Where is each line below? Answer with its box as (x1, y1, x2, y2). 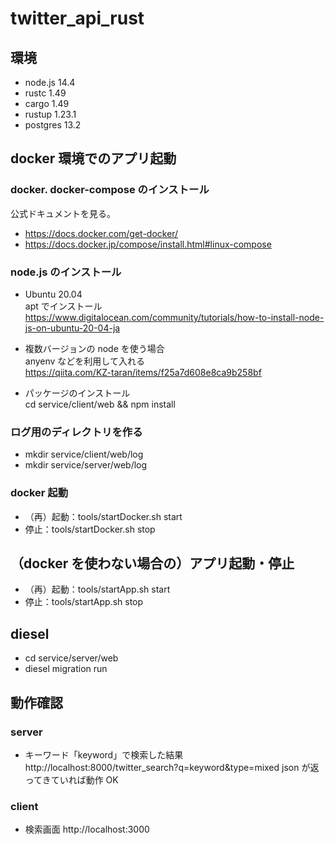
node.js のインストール (10, 265, 122, 279)
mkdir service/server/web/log (24, 459, 148, 471)
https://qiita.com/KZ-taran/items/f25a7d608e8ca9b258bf (24, 366, 262, 378)
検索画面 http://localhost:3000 (24, 823, 150, 836)
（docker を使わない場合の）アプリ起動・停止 (10, 555, 295, 572)
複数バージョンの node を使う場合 (24, 342, 165, 354)
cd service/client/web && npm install (24, 398, 176, 410)
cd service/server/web (24, 652, 119, 664)
